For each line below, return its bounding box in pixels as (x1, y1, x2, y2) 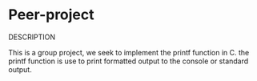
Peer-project (8, 6, 94, 24)
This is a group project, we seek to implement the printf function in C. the (8, 47, 250, 57)
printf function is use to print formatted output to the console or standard (8, 56, 249, 66)
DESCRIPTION (8, 32, 56, 42)
